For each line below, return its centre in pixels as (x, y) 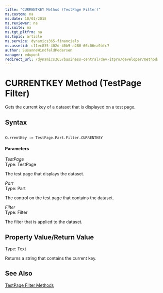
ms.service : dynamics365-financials (42, 41)
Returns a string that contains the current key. (51, 259)
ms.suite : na (18, 28)
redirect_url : (19, 59)
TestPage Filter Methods (30, 285)
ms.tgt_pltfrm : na (24, 32)
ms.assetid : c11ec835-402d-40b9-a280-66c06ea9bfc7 (57, 46)
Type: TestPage (21, 164)
